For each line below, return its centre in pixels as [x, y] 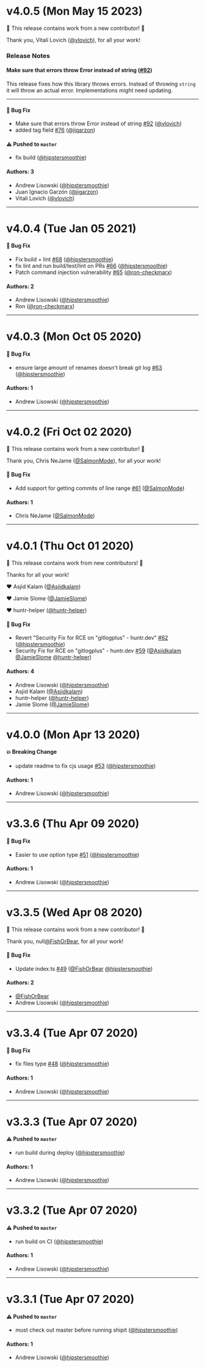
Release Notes [28, 56]
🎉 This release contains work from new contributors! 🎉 [75, 563]
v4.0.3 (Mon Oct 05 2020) [74, 337]
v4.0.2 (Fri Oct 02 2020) [69, 432]
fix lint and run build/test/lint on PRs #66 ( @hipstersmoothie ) [91, 266]
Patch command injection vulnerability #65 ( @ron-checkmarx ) [94, 272]
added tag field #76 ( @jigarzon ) [55, 130]
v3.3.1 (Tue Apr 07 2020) [70, 1300]
